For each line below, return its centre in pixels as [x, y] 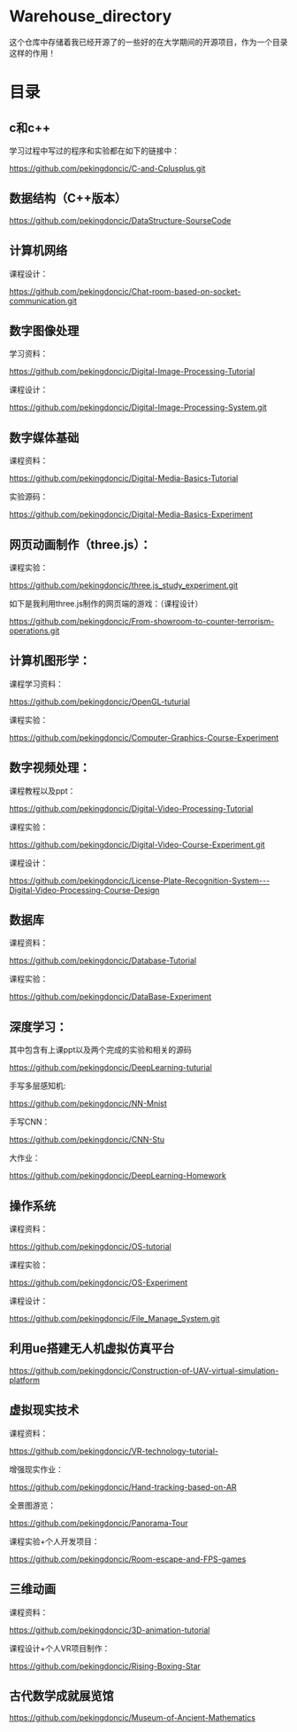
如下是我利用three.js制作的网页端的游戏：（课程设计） [106, 603]
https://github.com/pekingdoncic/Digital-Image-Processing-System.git [138, 408]
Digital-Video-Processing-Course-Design [84, 890]
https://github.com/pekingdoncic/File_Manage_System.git [114, 1319]
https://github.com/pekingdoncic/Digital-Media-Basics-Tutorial [124, 478]
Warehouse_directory [91, 16]
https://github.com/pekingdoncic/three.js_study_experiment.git [124, 585]
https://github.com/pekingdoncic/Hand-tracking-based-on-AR [123, 1486]
